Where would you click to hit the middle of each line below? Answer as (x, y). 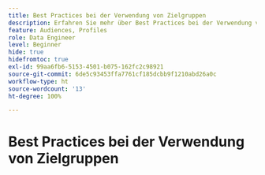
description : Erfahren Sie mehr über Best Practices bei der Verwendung (130, 23)
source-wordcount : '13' (47, 89)
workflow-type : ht (38, 81)
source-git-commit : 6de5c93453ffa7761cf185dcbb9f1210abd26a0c (112, 74)
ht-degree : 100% (35, 96)
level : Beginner (35, 45)
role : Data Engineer (42, 37)
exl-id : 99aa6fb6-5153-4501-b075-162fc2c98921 (86, 67)
